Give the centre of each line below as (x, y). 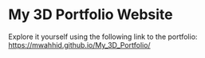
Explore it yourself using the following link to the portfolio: (103, 37)
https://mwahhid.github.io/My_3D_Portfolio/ (79, 44)
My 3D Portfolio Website (91, 15)
